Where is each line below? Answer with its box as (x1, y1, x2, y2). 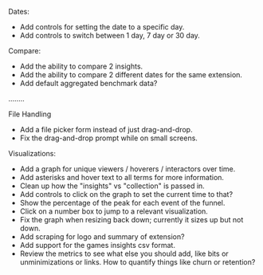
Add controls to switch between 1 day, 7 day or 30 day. (19, 31, 201, 40)
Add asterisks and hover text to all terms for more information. (19, 173, 225, 182)
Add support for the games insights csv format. (19, 241, 175, 249)
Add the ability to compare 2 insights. (19, 61, 143, 71)
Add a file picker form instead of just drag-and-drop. (19, 125, 193, 134)
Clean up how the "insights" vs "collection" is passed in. (19, 181, 205, 191)
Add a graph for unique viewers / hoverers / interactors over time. (19, 164, 236, 174)
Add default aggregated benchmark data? (19, 79, 158, 88)
